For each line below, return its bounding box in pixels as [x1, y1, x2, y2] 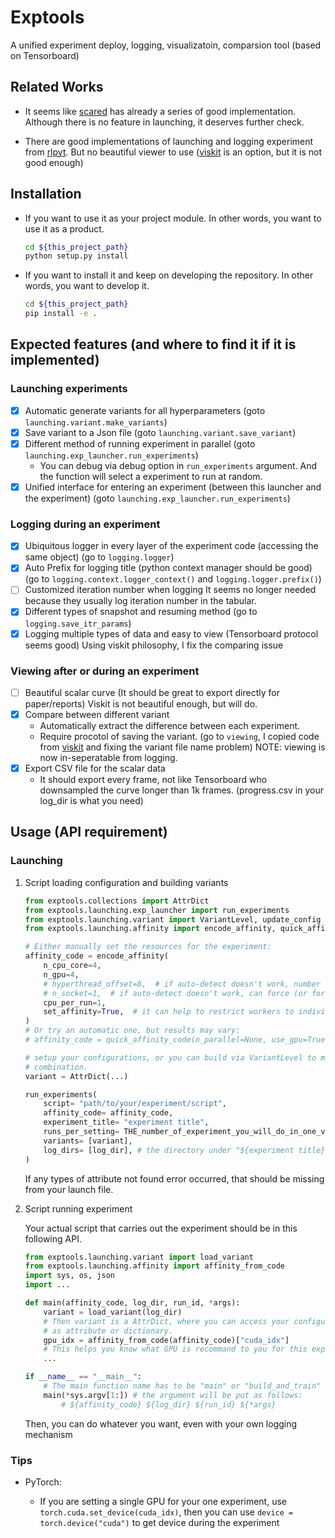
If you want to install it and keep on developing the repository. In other [24, 269, 314, 281]
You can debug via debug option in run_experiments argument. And [39, 459, 318, 471]
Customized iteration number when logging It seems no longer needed [24, 584, 317, 596]
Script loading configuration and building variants [24, 876, 229, 888]
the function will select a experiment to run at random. [39, 470, 263, 482]
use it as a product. [24, 222, 105, 235]
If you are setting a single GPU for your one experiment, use [39, 1495, 287, 1507]
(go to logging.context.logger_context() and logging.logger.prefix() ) [24, 573, 322, 585]
